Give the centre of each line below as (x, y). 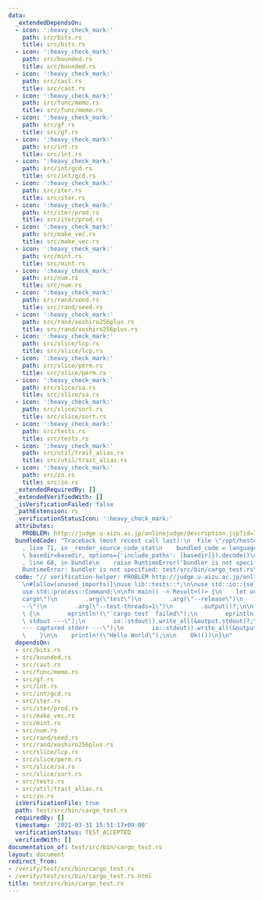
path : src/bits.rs (52, 37)
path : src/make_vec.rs (59, 235)
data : (17, 15)
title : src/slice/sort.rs (65, 417)
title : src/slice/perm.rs (65, 373)
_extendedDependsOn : (49, 23)
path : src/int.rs (50, 147)
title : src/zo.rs (50, 482)
